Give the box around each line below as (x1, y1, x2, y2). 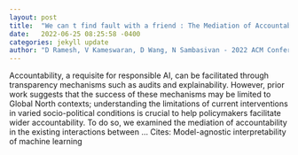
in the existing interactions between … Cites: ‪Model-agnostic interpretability (9, 127, 286, 137)
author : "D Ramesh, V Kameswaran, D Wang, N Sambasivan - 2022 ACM (9, 46, 264, 55)
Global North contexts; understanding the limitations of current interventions (9, 98, 288, 109)
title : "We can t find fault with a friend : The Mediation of (9, 21, 252, 30)
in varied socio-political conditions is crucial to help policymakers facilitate (9, 108, 282, 119)
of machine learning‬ (9, 136, 82, 147)
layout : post (9, 12, 58, 22)
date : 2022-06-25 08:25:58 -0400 (9, 29, 141, 38)
